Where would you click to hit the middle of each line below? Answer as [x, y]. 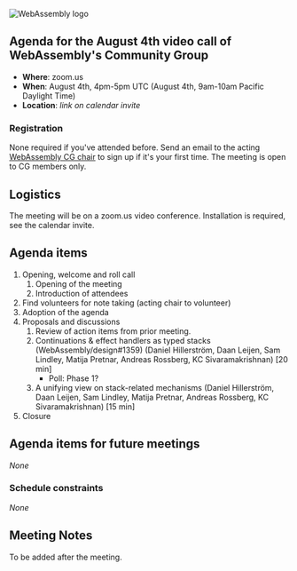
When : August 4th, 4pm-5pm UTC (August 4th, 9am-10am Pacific [143, 86]
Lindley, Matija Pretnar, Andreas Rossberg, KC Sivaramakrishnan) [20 [161, 359]
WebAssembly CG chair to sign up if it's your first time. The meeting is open [148, 157]
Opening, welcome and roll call [78, 274]
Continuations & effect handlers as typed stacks [123, 340]
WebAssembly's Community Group [109, 56]
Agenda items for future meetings [105, 444]
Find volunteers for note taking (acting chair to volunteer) [126, 303]
